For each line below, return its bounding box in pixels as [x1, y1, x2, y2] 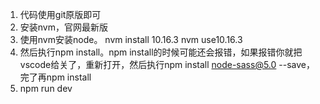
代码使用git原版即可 [19, 9, 102, 20]
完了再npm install [19, 71, 92, 83]
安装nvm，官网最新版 [19, 21, 108, 33]
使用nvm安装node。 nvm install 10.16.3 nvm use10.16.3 [19, 34, 243, 45]
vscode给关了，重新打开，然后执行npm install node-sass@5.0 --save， [19, 59, 315, 70]
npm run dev [19, 83, 73, 94]
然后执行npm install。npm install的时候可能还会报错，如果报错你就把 [19, 46, 303, 58]
